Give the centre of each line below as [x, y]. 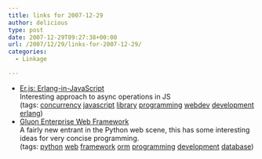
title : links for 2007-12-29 [56, 15]
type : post [26, 30]
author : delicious [38, 23]
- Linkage [31, 60]
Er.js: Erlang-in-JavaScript [62, 88]
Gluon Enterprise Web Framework [74, 121]
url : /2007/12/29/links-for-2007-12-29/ [75, 45]
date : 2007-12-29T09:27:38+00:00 [63, 37]
